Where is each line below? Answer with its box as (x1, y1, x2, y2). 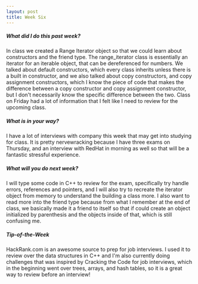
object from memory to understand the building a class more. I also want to (6, 192, 190, 199)
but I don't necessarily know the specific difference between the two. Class (6, 91, 191, 98)
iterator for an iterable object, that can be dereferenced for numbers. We (6, 60, 183, 67)
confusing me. (6, 217, 41, 225)
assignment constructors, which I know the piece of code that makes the (6, 79, 184, 86)
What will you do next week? (6, 165, 79, 172)
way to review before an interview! (6, 271, 91, 278)
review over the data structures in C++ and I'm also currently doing (6, 252, 170, 259)
